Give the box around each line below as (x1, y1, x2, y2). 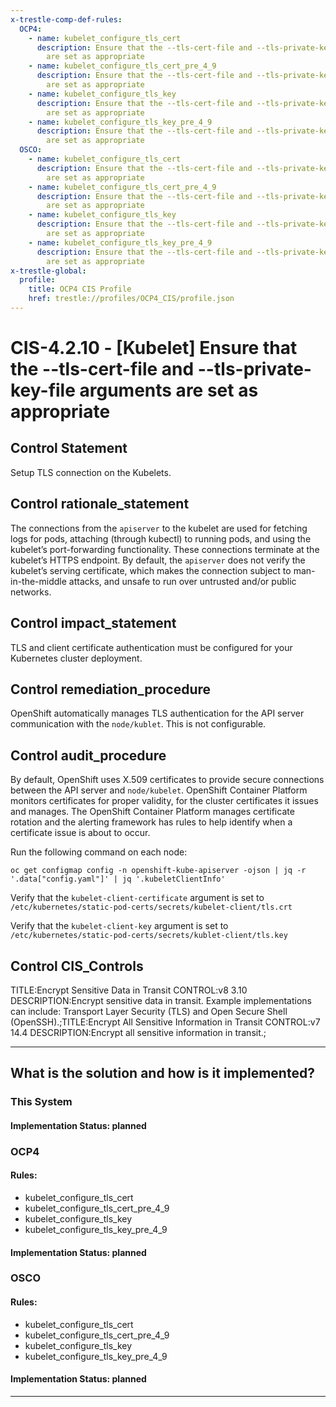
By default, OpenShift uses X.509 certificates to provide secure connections (10, 774, 325, 786)
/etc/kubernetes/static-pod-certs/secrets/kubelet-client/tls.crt (10, 902, 293, 913)
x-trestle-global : (10, 266, 87, 276)
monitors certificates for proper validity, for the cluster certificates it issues (10, 795, 319, 807)
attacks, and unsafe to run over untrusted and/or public (68, 575, 297, 587)
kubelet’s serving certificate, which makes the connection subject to (10, 564, 292, 576)
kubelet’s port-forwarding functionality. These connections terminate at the (10, 543, 320, 555)
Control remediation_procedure (10, 681, 212, 698)
